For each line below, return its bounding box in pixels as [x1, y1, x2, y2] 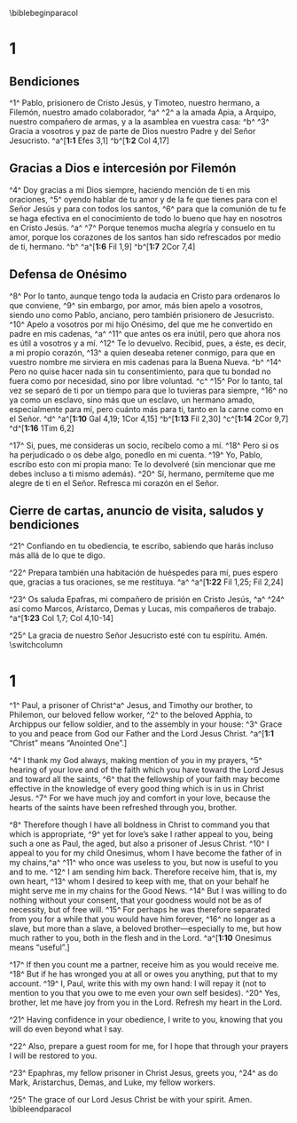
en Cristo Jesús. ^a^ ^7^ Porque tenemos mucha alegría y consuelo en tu [9, 222, 276, 233]
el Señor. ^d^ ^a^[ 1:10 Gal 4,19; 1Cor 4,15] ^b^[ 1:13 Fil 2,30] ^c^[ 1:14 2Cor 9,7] [9, 413, 289, 424]
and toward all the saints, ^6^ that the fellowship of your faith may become [9, 774, 281, 785]
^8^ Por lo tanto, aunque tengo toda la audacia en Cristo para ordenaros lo [9, 291, 281, 301]
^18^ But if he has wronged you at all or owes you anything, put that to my [9, 968, 278, 980]
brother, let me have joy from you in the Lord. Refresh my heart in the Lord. [9, 997, 283, 1008]
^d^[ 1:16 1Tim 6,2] [9, 422, 74, 434]
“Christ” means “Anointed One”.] [9, 737, 128, 749]
